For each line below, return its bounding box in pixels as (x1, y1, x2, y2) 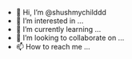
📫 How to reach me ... (15, 42, 90, 51)
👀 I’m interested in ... (15, 16, 84, 26)
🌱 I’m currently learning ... (15, 25, 102, 33)
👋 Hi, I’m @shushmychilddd (15, 8, 106, 17)
